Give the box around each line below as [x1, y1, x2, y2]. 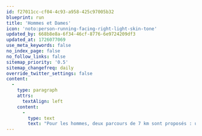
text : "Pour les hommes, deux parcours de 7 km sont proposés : [28, 121, 192, 127]
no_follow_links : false [6, 54, 66, 60]
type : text [28, 115, 55, 121]
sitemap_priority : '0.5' [6, 59, 69, 65]
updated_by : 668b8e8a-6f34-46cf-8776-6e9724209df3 [6, 31, 136, 37]
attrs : [17, 93, 34, 99]
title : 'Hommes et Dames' [6, 20, 71, 26]
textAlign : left [22, 98, 63, 104]
